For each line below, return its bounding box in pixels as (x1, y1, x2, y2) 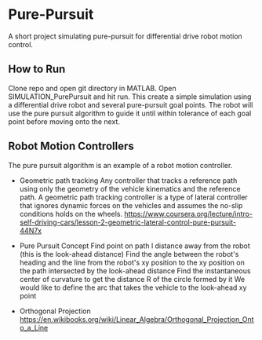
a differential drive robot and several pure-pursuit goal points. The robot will (8, 100, 253, 109)
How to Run (8, 63, 66, 76)
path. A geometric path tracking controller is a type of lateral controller (19, 192, 249, 202)
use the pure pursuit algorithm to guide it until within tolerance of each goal (8, 108, 252, 118)
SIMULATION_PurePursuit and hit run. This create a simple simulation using (8, 92, 252, 101)
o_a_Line (19, 323, 49, 332)
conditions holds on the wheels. (19, 209, 123, 218)
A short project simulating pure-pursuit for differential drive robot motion (8, 31, 243, 41)
